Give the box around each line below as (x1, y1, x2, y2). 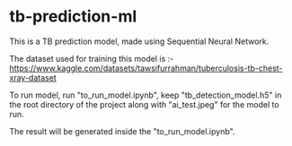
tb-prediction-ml (9, 6, 137, 27)
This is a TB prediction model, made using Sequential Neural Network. (9, 36, 270, 47)
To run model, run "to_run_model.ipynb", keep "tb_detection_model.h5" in (9, 90, 282, 100)
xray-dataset (9, 72, 57, 82)
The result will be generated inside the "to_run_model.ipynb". (9, 125, 235, 136)
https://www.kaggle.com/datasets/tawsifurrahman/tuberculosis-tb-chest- (9, 63, 283, 73)
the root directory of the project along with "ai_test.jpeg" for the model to (9, 99, 280, 109)
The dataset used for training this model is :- (9, 53, 174, 64)
